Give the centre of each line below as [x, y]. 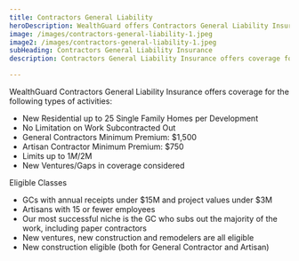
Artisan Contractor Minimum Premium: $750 [103, 146]
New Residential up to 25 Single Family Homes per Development [140, 118]
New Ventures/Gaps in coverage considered [103, 166]
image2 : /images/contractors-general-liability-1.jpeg [113, 42]
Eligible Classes [38, 182]
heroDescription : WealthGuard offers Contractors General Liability [139, 26]
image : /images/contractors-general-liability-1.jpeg [111, 34]
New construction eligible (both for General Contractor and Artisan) [145, 247]
